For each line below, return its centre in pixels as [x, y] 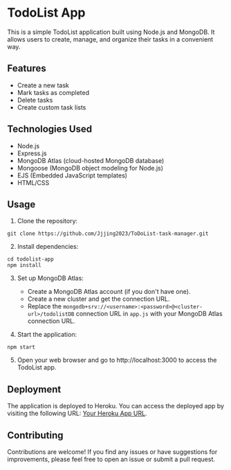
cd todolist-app [30, 259]
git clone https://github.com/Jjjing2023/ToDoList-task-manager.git [108, 234]
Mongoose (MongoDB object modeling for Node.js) [90, 168]
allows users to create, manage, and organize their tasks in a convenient [110, 39]
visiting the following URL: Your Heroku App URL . [77, 413]
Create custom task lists [52, 107]
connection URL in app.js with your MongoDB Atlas [149, 314]
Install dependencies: [48, 247]
